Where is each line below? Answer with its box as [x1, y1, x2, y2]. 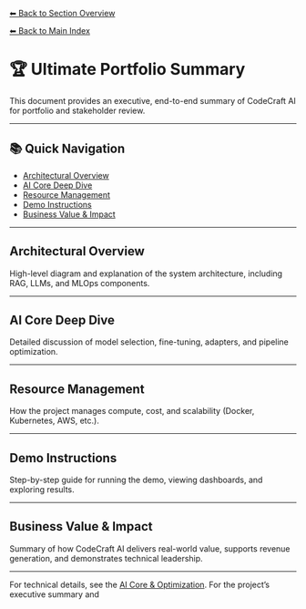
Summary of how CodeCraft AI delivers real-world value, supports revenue [9, 542, 291, 554]
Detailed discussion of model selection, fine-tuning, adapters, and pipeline [9, 336, 290, 347]
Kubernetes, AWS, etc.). [9, 415, 100, 427]
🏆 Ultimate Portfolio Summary [9, 59, 246, 80]
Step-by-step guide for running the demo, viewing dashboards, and [9, 474, 263, 485]
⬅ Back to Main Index [9, 26, 91, 36]
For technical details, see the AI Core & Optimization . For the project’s [9, 579, 270, 590]
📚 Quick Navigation [9, 141, 126, 157]
